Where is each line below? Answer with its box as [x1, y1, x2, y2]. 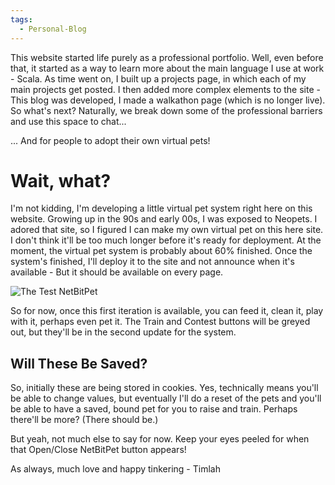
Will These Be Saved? [10, 355, 148, 372]
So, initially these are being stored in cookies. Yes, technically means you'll [10, 382, 319, 394]
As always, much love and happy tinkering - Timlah [10, 463, 221, 475]
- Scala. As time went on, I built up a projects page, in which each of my [10, 72, 307, 85]
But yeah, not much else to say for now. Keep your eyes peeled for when [10, 433, 310, 445]
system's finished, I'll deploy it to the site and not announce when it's [10, 256, 295, 268]
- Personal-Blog [19, 24, 87, 34]
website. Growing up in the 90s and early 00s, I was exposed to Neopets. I [10, 213, 318, 225]
